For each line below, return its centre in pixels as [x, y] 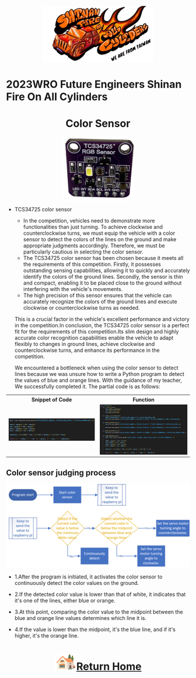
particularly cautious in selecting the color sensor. [83, 252]
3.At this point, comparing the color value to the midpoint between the [99, 612]
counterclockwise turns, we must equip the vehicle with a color [99, 233]
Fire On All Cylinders [57, 97]
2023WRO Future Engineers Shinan [94, 85]
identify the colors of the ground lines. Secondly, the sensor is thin [103, 277]
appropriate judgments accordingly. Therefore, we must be [94, 246]
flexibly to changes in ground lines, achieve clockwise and [85, 344]
